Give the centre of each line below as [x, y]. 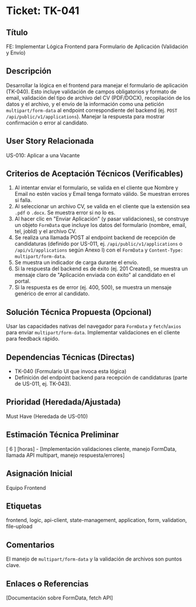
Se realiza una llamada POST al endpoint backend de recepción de [95, 238]
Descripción [29, 71]
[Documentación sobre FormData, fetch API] [59, 598]
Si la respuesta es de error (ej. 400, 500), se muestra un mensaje [93, 287]
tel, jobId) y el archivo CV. [45, 231]
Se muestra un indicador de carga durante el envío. [76, 263]
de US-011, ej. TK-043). [43, 384]
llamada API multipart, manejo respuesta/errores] [65, 455]
